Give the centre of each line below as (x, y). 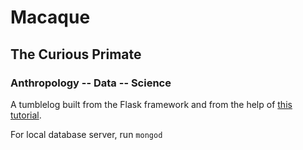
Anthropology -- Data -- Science (91, 83)
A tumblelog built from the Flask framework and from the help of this (151, 104)
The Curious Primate (76, 54)
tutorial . (26, 115)
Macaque (50, 17)
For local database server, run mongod (86, 134)
